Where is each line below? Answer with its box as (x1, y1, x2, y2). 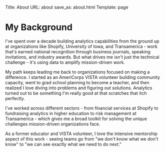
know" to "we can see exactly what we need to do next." (5, 141, 121, 147)
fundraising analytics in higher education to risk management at (5, 110, 136, 116)
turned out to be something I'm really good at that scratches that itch (5, 90, 147, 96)
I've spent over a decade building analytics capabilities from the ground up (5, 38, 159, 44)
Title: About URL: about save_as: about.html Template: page (5, 4, 128, 10)
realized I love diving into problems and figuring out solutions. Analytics (5, 85, 152, 91)
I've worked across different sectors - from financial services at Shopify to (5, 105, 158, 111)
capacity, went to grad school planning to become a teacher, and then (5, 79, 149, 85)
